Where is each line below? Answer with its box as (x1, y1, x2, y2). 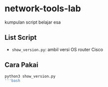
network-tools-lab (4, 3, 81, 14)
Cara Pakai (4, 61, 38, 69)
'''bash (4, 78, 21, 84)
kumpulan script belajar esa (4, 19, 61, 25)
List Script (4, 33, 37, 42)
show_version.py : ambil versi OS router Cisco (11, 46, 103, 52)
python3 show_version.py (4, 74, 56, 79)
